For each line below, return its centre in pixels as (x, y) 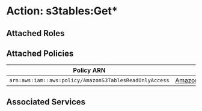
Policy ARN (89, 70)
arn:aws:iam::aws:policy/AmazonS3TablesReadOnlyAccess (89, 80)
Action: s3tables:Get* (62, 11)
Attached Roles (35, 33)
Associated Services (46, 102)
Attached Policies (40, 53)
